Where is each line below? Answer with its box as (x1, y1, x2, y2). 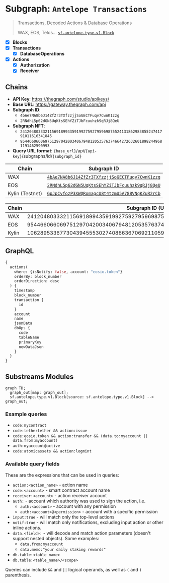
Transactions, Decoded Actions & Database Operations (17, 20, 132, 26)
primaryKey (18, 339, 42, 344)
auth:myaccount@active (12, 443, 60, 449)
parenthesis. (5, 572, 31, 578)
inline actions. (12, 524, 42, 531)
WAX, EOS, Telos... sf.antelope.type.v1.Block (17, 29, 115, 35)
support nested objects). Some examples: (12, 535, 100, 541)
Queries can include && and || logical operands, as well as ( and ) (5, 566, 142, 572)
